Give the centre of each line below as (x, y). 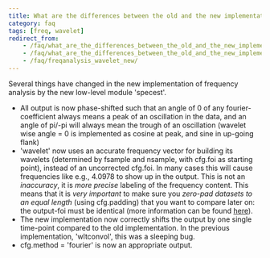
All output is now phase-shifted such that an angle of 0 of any (122, 108)
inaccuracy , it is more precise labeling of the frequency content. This (134, 185)
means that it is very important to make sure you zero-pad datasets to (136, 193)
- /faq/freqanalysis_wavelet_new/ (80, 61)
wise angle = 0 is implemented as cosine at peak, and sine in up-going (137, 133)
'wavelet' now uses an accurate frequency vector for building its (126, 151)
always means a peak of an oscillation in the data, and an (152, 116)
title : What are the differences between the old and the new (115, 16)
